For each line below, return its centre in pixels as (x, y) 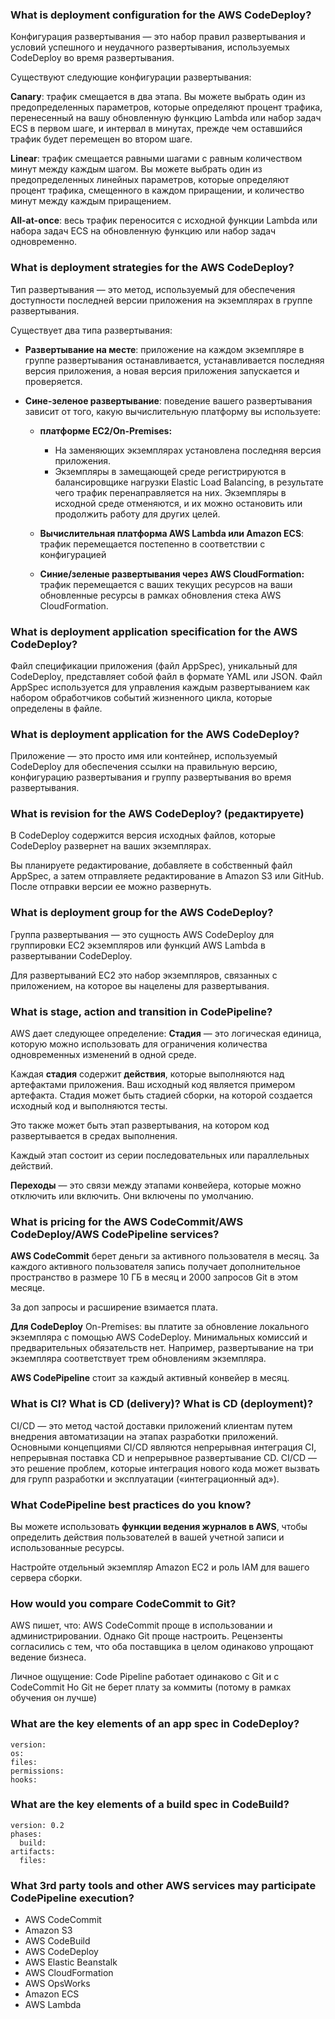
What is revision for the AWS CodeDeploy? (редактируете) (157, 814)
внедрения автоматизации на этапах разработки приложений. (144, 1436)
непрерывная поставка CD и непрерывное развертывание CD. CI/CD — (164, 1457)
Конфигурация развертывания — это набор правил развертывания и (158, 37)
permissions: (37, 1771)
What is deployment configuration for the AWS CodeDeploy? (161, 15)
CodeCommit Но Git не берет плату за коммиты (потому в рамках (151, 1687)
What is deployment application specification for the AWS (154, 631)
